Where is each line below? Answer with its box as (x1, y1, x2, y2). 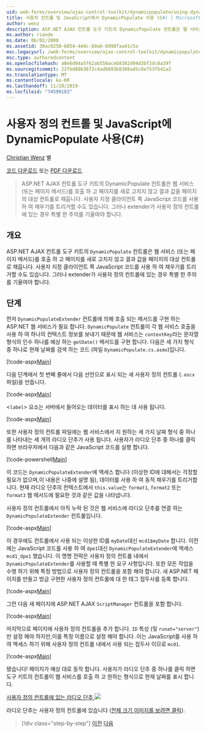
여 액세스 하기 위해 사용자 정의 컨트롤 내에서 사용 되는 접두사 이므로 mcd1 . (6, 640, 181, 648)
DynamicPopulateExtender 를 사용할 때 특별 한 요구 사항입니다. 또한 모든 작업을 (6, 560, 194, 568)
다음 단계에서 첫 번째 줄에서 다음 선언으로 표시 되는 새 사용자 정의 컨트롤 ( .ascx (6, 371, 195, 378)
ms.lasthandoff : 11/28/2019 (6, 83, 78, 89)
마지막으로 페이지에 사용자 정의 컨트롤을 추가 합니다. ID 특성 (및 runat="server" (6, 625, 197, 632)
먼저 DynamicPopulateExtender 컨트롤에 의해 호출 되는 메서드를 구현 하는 (6, 315, 181, 322)
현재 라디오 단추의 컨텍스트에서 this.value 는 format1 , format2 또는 (19, 484, 182, 491)
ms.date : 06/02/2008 (6, 37, 59, 44)
